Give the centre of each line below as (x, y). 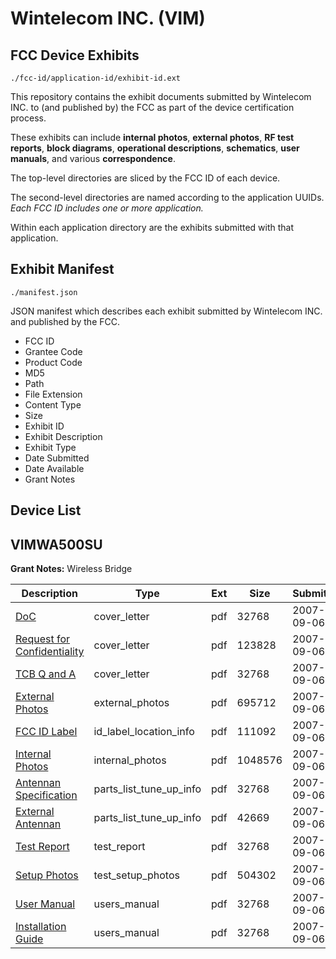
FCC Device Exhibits (75, 55)
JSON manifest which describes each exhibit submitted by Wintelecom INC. (166, 311)
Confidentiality (50, 652)
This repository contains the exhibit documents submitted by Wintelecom (161, 96)
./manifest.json (44, 292)
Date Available (54, 468)
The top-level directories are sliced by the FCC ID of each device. (145, 178)
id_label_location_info (144, 732)
